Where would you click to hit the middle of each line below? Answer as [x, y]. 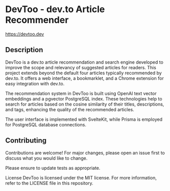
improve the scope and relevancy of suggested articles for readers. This [81, 67]
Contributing [26, 141]
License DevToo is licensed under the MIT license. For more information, [81, 177]
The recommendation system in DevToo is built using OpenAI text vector [81, 93]
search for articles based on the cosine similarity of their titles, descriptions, [85, 104]
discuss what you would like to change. [46, 158]
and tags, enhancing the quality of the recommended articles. [70, 109]
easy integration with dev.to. [35, 83]
